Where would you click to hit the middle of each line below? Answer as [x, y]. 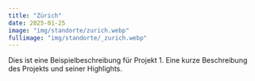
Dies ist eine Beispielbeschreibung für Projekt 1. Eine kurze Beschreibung [128, 60]
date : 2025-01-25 [37, 23]
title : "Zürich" [35, 15]
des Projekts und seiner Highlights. [66, 69]
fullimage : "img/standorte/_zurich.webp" [78, 38]
